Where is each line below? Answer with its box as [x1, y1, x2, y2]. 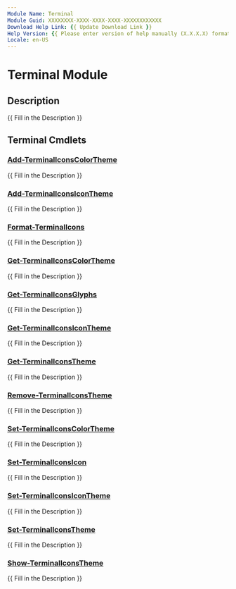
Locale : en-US [7, 37, 49, 44]
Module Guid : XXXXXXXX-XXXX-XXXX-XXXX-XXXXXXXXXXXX [7, 17, 162, 24]
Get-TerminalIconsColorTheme [7, 256, 116, 266]
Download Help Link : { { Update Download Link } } [7, 23, 152, 30]
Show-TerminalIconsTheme [7, 558, 104, 568]
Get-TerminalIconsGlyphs [7, 290, 97, 299]
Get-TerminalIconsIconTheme [7, 323, 112, 333]
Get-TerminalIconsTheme [7, 356, 96, 366]
